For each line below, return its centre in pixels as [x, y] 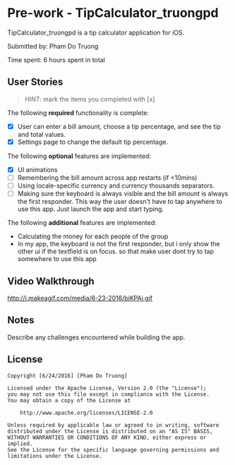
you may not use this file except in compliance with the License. [109, 394]
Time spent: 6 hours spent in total [56, 60]
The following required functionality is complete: [78, 113]
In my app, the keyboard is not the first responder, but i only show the [119, 244]
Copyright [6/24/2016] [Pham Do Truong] [68, 375]
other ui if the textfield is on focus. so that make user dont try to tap [115, 251]
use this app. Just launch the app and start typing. [91, 209]
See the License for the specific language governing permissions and [113, 449]
